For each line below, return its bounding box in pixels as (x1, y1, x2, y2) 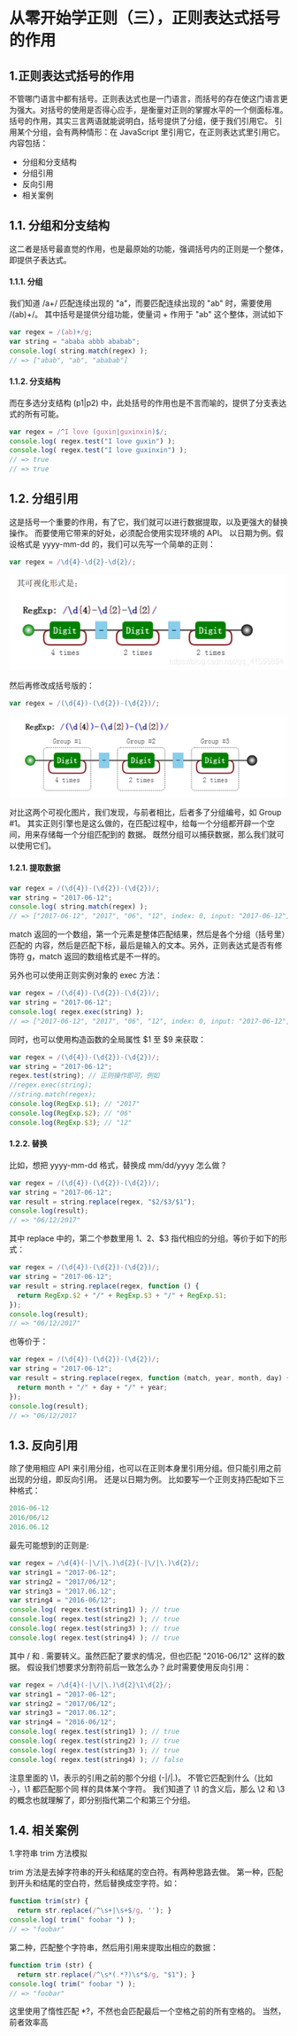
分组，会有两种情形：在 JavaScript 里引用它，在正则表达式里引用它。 (32, 127, 286, 137)
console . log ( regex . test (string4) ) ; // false (9, 1755, 184, 1764)
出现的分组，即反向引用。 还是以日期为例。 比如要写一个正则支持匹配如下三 (9, 1474, 285, 1485)
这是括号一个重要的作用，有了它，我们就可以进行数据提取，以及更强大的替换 (9, 516, 288, 527)
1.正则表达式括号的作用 (9, 68, 135, 83)
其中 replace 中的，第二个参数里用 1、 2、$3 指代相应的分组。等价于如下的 (9, 1233, 280, 1244)
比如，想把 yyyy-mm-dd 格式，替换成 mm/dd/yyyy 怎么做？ (9, 1159, 228, 1170)
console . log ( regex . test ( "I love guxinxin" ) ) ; (9, 446, 188, 455)
